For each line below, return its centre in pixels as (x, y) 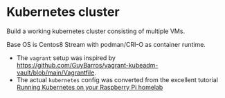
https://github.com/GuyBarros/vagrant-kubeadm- (87, 65)
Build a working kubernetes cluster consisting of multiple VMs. (96, 31)
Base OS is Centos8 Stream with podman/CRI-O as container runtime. (106, 44)
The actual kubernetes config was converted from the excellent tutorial (117, 79)
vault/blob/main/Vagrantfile (55, 72)
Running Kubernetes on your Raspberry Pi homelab (90, 87)
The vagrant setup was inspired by (66, 58)
